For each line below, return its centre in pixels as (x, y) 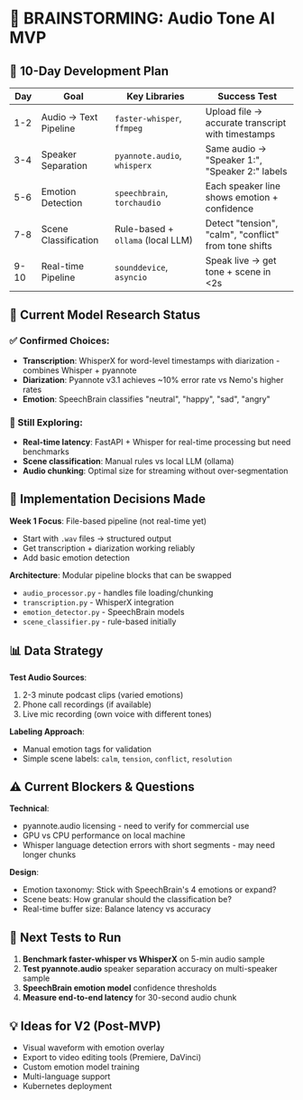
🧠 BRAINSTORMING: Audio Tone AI (142, 19)
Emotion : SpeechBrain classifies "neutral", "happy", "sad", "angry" (146, 399)
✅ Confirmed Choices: (60, 340)
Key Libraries (156, 96)
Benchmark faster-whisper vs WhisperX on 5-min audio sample (143, 959)
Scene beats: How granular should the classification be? (127, 900)
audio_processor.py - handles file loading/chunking (118, 592)
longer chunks (49, 855)
